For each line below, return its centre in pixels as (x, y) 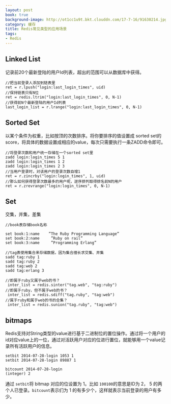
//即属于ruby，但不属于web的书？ (36, 291)
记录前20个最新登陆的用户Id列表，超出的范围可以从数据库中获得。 (75, 72)
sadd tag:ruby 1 (22, 257)
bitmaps (19, 320)
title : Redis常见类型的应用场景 (36, 29)
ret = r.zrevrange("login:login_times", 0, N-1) (58, 186)
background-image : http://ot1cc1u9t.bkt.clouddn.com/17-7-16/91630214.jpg (86, 19)
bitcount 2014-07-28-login (34, 369)
